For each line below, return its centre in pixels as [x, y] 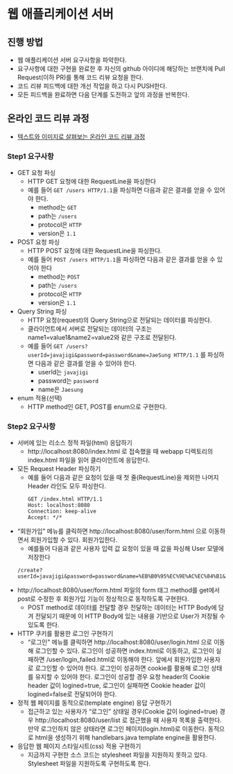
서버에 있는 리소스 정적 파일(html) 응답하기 [75, 443]
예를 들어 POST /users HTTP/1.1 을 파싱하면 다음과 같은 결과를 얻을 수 [121, 259]
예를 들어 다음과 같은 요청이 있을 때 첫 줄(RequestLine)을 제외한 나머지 [123, 478]
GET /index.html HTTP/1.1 [65, 499]
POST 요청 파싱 [38, 242]
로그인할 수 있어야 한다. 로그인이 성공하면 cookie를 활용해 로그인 [122, 668]
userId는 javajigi [63, 372]
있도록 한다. [43, 625]
